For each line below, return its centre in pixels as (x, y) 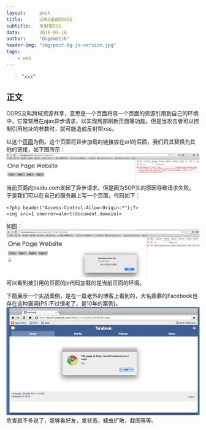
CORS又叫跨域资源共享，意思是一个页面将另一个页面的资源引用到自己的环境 (102, 113)
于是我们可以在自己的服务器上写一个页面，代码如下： (74, 196)
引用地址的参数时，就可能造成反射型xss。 (64, 128)
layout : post (29, 13)
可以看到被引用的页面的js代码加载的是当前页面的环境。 (76, 283)
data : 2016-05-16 (37, 33)
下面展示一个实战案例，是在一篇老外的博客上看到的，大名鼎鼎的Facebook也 (102, 296)
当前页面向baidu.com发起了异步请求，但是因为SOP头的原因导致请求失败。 (101, 188)
